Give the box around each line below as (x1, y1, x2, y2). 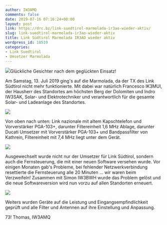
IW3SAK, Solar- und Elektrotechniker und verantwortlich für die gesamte (5, 94, 155, 100)
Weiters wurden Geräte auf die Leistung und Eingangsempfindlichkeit (5, 199, 148, 205)
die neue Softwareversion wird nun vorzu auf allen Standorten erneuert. (5, 180, 153, 186)
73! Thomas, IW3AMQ (5, 214, 51, 220)
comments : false (5, 12, 39, 17)
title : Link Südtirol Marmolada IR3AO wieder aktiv (5, 36, 115, 41)
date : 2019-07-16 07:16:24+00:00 (5, 17, 75, 22)
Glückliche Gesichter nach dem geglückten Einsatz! (10, 68, 116, 74)
